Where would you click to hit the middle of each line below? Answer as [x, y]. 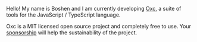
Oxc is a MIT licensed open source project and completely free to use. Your [99, 26]
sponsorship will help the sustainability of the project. [72, 33]
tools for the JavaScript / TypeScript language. [63, 15]
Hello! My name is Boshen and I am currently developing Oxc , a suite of [94, 9]
